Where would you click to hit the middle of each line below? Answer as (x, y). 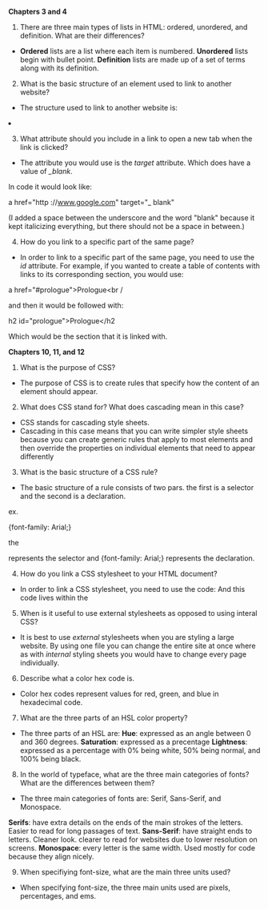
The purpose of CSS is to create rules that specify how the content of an (140, 383)
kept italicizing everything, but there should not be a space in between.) (127, 226)
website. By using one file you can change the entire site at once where (138, 646)
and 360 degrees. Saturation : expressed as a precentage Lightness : (134, 742)
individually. (40, 663)
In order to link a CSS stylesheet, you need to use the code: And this (132, 589)
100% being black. (50, 759)
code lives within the (54, 597)
